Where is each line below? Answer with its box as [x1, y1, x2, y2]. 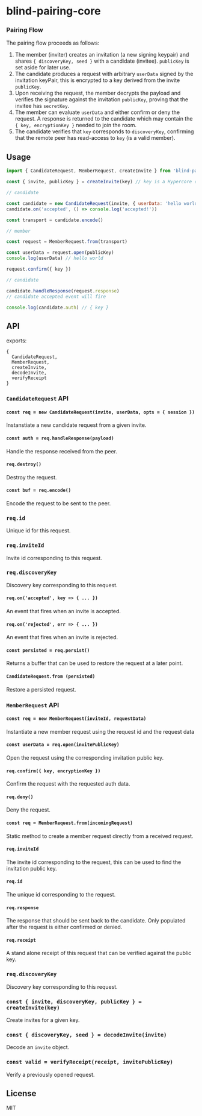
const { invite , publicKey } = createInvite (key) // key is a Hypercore [6, 179, 192, 185]
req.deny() [6, 794, 34, 800]
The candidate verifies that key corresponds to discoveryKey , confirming [14, 128, 194, 135]
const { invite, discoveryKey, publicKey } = [6, 998, 142, 1005]
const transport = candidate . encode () [6, 217, 103, 223]
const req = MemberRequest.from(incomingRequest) [6, 820, 133, 826]
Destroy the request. [6, 473, 57, 481]
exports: [6, 337, 27, 344]
